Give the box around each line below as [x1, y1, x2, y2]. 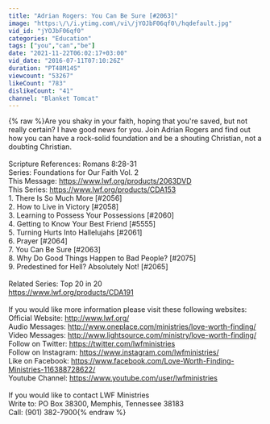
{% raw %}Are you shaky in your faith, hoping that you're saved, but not [8, 116, 248, 126]
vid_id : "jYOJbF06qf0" [8, 27, 85, 35]
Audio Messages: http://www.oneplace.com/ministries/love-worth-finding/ [8, 322, 256, 331]
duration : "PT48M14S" [8, 64, 81, 73]
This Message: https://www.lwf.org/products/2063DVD [8, 177, 192, 186]
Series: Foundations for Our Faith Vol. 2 [8, 168, 139, 177]
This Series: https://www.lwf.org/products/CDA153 [8, 185, 177, 194]
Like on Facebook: [8, 356, 70, 366]
